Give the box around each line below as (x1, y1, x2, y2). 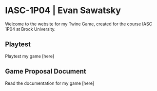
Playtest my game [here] (5, 53, 55, 59)
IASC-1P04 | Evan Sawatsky (5, 5, 121, 16)
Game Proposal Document (5, 67, 86, 75)
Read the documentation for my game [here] (5, 80, 95, 86)
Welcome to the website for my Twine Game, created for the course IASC (5, 21, 153, 27)
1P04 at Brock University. (5, 26, 56, 32)
